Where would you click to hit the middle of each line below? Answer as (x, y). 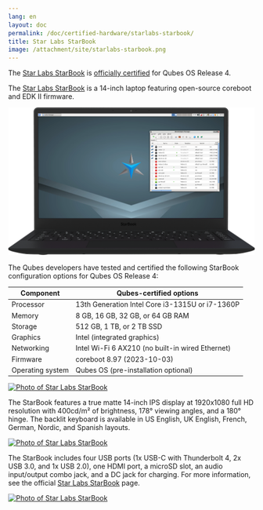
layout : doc (27, 25)
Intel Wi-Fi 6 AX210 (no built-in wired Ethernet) (153, 348)
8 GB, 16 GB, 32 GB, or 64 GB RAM (132, 315)
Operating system (40, 370)
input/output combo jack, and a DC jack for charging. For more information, (130, 475)
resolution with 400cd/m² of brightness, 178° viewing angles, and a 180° (124, 411)
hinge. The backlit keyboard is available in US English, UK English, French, (128, 419)
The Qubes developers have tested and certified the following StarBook (124, 268)
